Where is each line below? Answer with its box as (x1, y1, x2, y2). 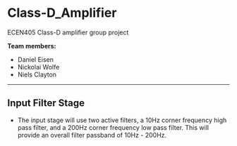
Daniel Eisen (17, 55, 54, 64)
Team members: (7, 41, 56, 50)
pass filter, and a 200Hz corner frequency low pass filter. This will (17, 123, 209, 131)
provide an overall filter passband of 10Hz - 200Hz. (17, 131, 167, 139)
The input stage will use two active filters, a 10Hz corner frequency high (17, 116, 227, 124)
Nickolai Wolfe (17, 62, 60, 71)
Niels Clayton (17, 70, 57, 79)
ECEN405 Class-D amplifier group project (7, 28, 129, 36)
